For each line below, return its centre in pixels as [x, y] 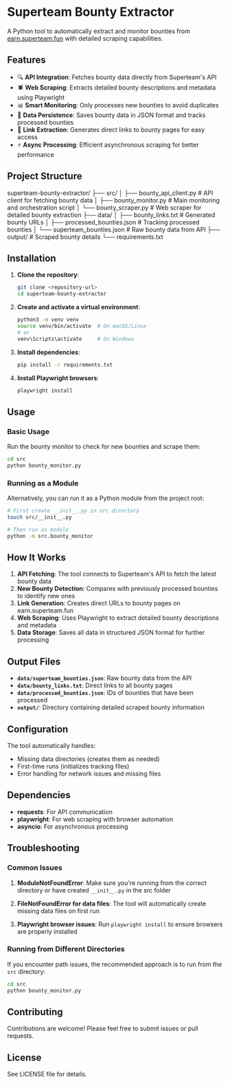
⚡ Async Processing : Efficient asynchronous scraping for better [108, 145]
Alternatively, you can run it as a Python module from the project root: [106, 498]
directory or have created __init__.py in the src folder [94, 890]
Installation [32, 258]
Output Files [34, 661]
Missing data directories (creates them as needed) [88, 759]
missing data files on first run [58, 910]
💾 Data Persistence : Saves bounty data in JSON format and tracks [111, 115]
